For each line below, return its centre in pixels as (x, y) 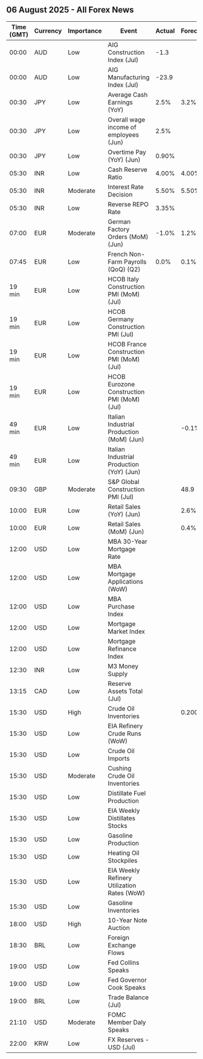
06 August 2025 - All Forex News (70, 10)
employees (123, 134)
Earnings (120, 102)
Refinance (122, 648)
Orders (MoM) (128, 236)
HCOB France (127, 344)
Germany (121, 319)
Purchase (121, 606)
